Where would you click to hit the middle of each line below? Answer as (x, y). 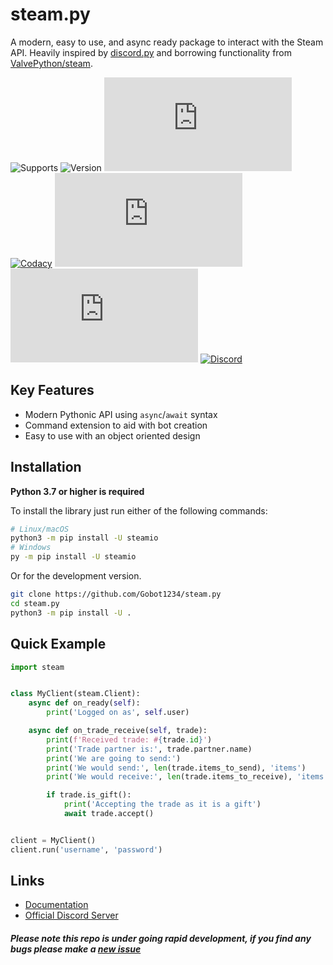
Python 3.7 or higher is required (77, 491)
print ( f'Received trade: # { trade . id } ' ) (129, 739)
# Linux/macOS (40, 529)
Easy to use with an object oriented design (112, 435)
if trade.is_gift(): (89, 795)
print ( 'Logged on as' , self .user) (118, 713)
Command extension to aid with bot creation (116, 425)
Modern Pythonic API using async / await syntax (121, 414)
